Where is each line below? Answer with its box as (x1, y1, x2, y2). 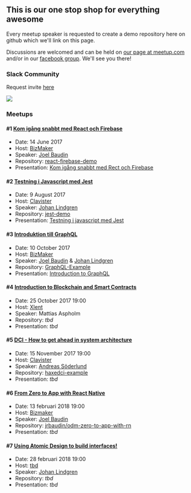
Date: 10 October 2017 (14, 244, 70, 251)
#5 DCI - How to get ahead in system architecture (6, 336, 133, 343)
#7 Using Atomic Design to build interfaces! (6, 442, 117, 449)
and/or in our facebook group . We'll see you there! (6, 54, 131, 62)
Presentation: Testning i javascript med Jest (14, 217, 124, 224)
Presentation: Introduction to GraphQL (14, 270, 110, 277)
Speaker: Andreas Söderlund (14, 363, 87, 370)
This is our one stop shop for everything (6, 5, 160, 15)
